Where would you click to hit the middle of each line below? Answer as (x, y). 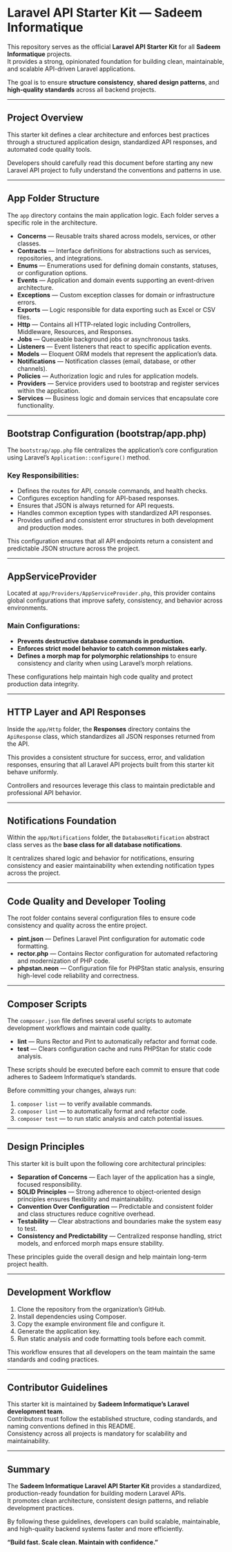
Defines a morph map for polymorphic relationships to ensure (107, 656)
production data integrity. (43, 683)
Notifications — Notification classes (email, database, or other (106, 361)
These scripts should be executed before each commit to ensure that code (113, 1070)
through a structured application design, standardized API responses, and (112, 142)
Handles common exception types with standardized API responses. (114, 513)
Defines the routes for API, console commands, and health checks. (112, 491)
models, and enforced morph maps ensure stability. (90, 1243)
